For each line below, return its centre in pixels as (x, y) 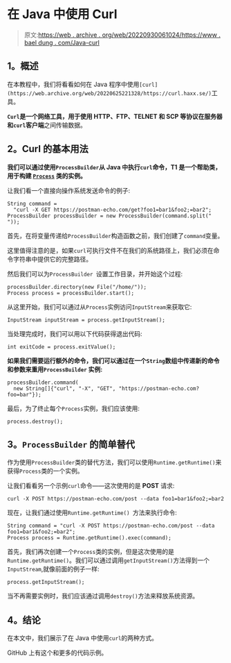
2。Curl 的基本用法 (48, 149)
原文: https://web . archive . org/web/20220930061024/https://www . (122, 35)
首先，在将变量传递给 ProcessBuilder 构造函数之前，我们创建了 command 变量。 (115, 235)
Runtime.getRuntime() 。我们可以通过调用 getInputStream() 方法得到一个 (108, 560)
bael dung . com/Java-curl (62, 42)
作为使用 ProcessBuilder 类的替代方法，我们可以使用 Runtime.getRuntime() (111, 462)
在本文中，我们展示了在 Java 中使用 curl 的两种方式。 (82, 638)
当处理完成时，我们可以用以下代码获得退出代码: (75, 333)
